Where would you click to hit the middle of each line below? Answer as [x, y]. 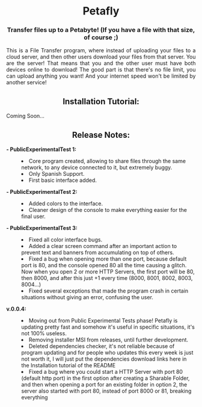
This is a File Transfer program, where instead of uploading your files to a [101, 51]
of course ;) [101, 37]
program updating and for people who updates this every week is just [107, 353]
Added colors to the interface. [66, 203]
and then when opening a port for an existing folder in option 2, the [104, 385]
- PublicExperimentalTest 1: [41, 149]
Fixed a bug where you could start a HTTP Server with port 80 [106, 372]
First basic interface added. [63, 180]
